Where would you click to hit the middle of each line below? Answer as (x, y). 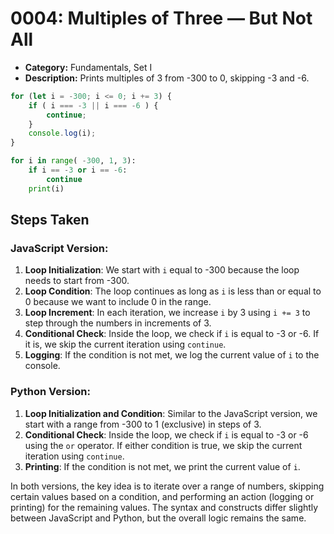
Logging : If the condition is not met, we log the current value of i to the (172, 355)
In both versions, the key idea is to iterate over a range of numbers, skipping (167, 486)
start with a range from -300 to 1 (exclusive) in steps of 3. (143, 424)
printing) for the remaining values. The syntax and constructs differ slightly (164, 507)
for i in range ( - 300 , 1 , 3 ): (73, 161)
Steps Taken (50, 220)
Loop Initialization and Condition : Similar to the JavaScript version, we (171, 413)
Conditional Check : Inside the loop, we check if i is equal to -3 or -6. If (172, 334)
